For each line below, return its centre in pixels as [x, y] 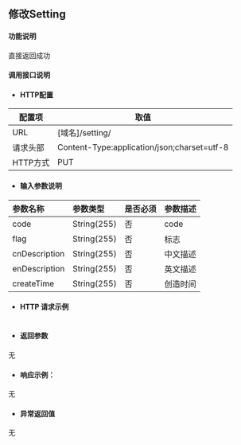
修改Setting [37, 14]
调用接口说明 [29, 75]
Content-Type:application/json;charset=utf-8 [143, 147]
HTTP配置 [37, 95]
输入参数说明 [41, 185]
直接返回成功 [29, 55]
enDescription [39, 268]
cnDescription [39, 253]
